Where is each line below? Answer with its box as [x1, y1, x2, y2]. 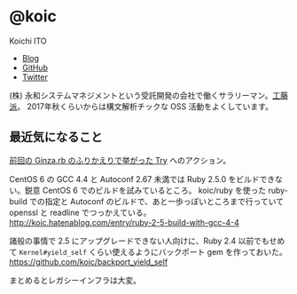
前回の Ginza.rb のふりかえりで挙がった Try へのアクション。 [9, 155, 231, 165]
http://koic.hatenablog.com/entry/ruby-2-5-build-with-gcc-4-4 [9, 217, 239, 227]
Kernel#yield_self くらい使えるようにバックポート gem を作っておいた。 [19, 246, 287, 257]
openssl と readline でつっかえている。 [9, 207, 152, 218]
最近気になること [9, 130, 103, 145]
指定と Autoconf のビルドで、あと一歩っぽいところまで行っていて [44, 195, 284, 206]
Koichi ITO [9, 36, 47, 46]
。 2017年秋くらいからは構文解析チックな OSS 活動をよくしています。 [17, 100, 273, 112]
